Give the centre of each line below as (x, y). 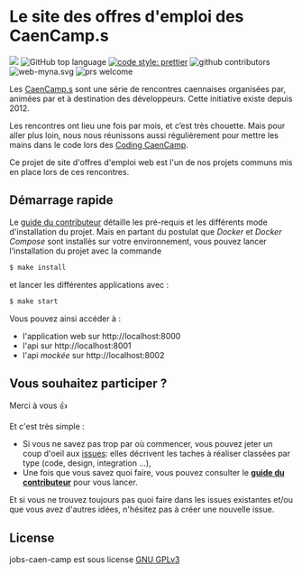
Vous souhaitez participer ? (88, 383)
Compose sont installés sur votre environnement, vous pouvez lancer (138, 241)
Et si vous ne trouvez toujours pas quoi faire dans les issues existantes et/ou (151, 500)
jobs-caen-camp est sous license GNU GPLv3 (95, 560)
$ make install (38, 267)
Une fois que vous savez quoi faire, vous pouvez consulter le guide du (153, 473)
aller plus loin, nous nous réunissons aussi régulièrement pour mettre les (144, 135)
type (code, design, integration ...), (87, 463)
